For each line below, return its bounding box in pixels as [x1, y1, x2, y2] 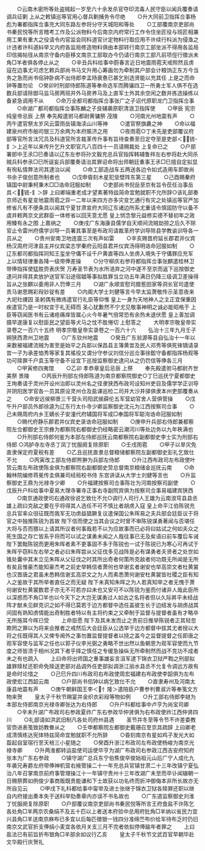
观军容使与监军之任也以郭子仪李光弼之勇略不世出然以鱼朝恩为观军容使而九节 [6, 639, 199, 647]
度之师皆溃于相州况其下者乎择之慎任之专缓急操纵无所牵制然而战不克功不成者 [6, 647, 199, 654]
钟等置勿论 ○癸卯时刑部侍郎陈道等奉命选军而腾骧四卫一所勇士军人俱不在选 [6, 82, 198, 89]
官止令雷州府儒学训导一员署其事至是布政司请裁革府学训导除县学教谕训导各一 [6, 227, 199, 234]
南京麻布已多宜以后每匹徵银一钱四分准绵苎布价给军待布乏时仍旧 [37, 816, 198, 822]
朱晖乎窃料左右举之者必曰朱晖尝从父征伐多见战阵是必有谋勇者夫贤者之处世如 [6, 548, 199, 555]
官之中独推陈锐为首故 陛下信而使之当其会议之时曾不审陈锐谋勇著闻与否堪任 [6, 517, 195, 525]
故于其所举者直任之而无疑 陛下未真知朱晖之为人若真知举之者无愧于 [22, 578, 190, 586]
